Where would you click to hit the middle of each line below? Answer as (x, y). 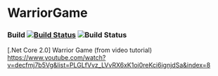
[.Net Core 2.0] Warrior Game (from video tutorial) (80, 50)
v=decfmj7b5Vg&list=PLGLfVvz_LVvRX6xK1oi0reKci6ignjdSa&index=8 (109, 65)
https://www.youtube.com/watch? (57, 58)
